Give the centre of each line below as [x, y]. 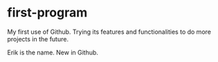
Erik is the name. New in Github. [53, 52]
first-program [47, 13]
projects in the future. [38, 39]
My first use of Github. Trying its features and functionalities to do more [109, 32]
